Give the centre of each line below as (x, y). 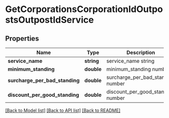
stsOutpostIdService (50, 20)
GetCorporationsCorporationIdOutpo (84, 9)
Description (141, 52)
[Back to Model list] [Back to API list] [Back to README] (63, 110)
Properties (22, 38)
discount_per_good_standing (44, 95)
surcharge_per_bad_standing (44, 80)
